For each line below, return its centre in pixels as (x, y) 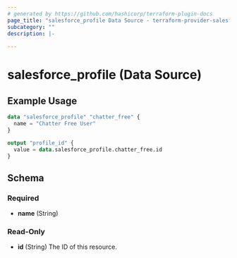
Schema (26, 178)
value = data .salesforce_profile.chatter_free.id (88, 149)
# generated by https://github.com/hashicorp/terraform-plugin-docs (110, 14)
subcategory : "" (31, 27)
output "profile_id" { (41, 143)
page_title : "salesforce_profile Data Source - (79, 20)
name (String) (38, 214)
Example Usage (42, 100)
